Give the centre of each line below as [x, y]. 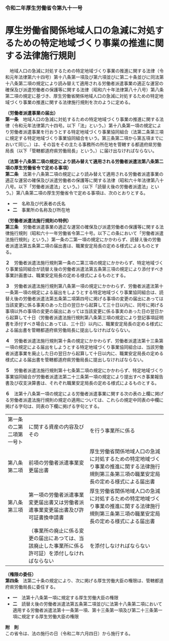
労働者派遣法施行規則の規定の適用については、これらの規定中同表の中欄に [87, 400]
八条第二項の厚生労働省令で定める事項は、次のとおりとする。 [84, 193]
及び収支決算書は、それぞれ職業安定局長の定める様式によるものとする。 [84, 383]
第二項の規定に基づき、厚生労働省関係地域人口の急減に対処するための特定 [82, 96]
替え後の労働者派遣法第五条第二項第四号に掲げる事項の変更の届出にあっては [84, 299]
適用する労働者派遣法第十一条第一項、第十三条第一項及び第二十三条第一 [87, 610]
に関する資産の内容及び [56, 426]
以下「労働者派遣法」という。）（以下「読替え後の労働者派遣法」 [84, 186]
